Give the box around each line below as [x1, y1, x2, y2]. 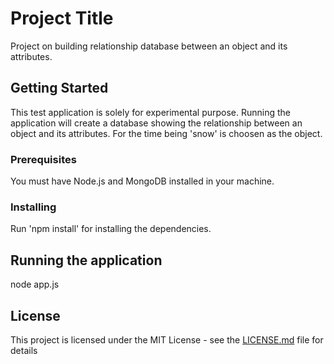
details [10, 344, 38, 356]
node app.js [10, 278, 60, 291]
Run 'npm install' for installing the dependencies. [10, 223, 212, 235]
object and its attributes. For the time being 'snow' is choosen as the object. [10, 127, 323, 139]
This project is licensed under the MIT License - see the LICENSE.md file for [10, 333, 324, 346]
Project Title [10, 7, 114, 30]
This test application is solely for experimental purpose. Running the [10, 106, 292, 118]
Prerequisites [10, 152, 77, 166]
